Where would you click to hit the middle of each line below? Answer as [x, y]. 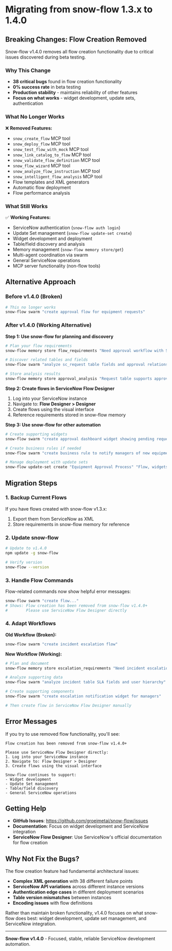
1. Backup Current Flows [36, 498]
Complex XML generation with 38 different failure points [73, 881]
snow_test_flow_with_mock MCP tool [50, 149]
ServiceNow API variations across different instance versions [78, 887]
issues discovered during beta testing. [46, 57]
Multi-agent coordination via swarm [50, 255]
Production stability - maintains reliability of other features [75, 92]
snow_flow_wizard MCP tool [41, 165]
